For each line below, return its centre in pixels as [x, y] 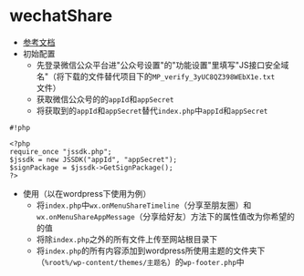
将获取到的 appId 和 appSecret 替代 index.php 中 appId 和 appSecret [152, 110]
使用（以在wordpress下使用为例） [87, 193]
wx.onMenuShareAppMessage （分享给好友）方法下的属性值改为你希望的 [165, 216]
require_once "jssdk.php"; [61, 151]
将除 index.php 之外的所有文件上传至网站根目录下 [127, 239]
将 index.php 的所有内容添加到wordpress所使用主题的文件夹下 [151, 250]
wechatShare [61, 16]
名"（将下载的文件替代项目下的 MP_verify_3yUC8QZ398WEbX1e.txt [156, 76]
